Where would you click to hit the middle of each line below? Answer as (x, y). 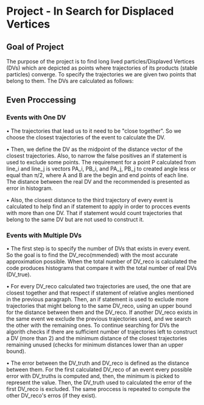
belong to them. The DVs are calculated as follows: (70, 81)
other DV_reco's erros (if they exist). (52, 395)
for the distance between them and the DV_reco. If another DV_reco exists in (102, 312)
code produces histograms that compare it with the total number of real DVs (102, 268)
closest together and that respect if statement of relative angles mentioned (100, 293)
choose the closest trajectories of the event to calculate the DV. (86, 137)
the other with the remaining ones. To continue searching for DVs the (93, 325)
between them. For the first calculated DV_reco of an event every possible (99, 369)
